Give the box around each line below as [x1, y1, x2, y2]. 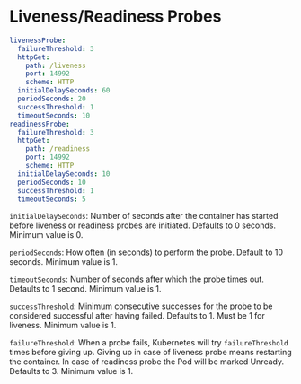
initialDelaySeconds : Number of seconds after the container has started [9, 211, 279, 222]
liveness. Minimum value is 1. [9, 320, 117, 331]
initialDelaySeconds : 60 [17, 86, 111, 95]
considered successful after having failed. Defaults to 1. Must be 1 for [9, 310, 265, 321]
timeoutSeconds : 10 [17, 110, 91, 120]
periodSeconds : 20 [17, 94, 87, 104]
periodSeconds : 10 [17, 178, 87, 187]
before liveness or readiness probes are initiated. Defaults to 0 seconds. [9, 220, 277, 231]
